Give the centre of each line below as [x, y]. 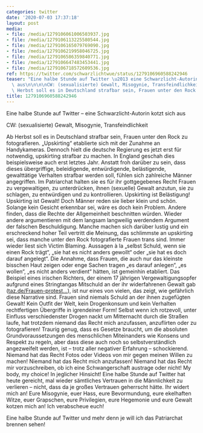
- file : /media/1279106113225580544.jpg [58, 40]
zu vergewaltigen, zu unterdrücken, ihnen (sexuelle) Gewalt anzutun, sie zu [100, 188]
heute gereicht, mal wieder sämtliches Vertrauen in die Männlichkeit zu [95, 380]
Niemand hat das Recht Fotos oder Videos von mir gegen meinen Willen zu [99, 354]
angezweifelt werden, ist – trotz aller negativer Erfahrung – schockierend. [97, 348]
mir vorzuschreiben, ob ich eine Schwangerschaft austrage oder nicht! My [99, 367]
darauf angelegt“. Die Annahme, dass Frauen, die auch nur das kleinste [95, 258]
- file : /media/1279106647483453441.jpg [58, 62]
